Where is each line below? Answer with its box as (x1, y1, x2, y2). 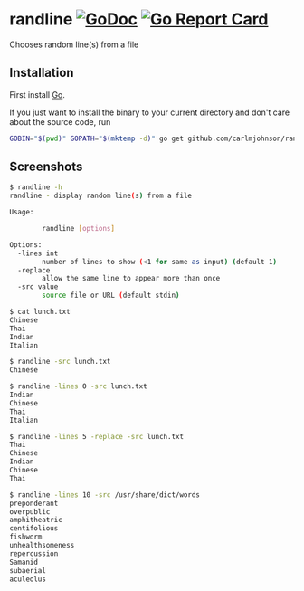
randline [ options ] (42, 224, 116, 234)
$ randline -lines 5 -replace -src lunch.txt (9, 432, 184, 441)
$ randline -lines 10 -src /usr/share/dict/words (9, 490, 201, 500)
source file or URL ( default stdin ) (42, 291, 180, 300)
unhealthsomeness (9, 541, 75, 550)
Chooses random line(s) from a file (9, 39, 139, 50)
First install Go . (9, 89, 66, 100)
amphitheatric (9, 516, 63, 525)
